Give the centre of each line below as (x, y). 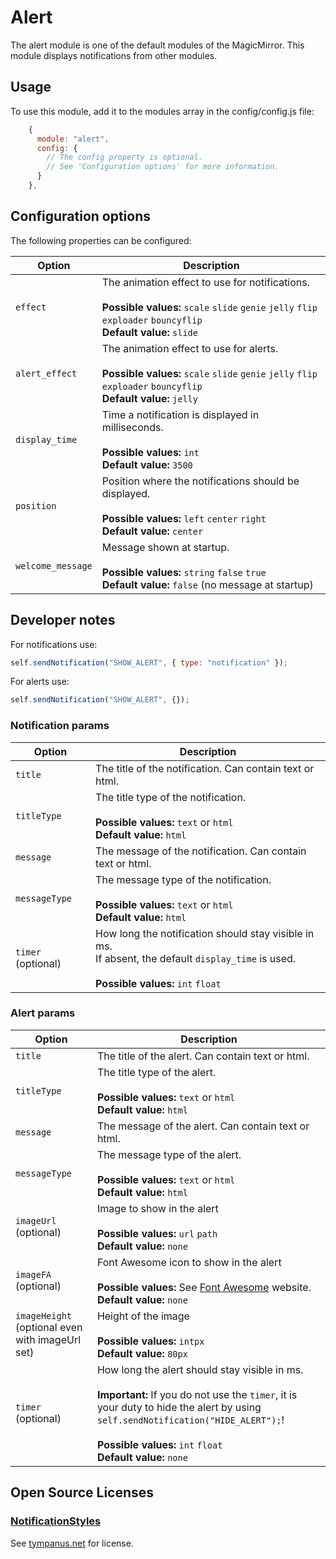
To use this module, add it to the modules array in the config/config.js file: (162, 111)
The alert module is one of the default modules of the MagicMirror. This (157, 45)
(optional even (49, 1327)
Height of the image (143, 1316)
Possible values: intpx (150, 1341)
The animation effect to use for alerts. (190, 348)
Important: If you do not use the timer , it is (197, 1394)
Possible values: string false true (184, 572)
